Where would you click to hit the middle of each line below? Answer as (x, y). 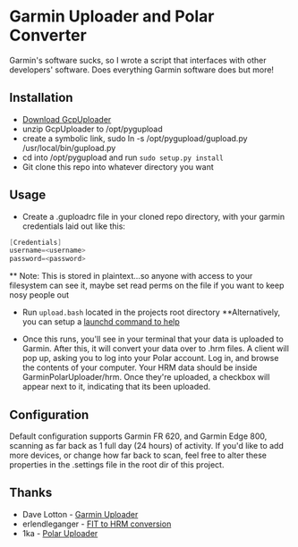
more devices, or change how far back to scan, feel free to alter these (138, 455)
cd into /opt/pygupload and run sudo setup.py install (123, 157)
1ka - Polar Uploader (60, 533)
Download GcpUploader (67, 119)
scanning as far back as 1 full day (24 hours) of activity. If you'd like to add (146, 446)
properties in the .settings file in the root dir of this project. (117, 465)
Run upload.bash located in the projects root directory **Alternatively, (151, 312)
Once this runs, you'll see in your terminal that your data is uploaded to (153, 339)
